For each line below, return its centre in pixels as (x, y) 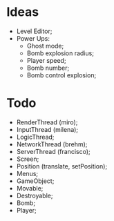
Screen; (28, 159)
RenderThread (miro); (47, 122)
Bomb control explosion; (61, 75)
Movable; (30, 188)
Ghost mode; (45, 46)
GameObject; (35, 181)
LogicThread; (35, 137)
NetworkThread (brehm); (52, 144)
